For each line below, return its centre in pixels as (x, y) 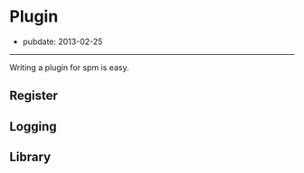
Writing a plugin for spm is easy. (69, 67)
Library (30, 157)
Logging (33, 127)
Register (34, 96)
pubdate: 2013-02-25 (62, 41)
